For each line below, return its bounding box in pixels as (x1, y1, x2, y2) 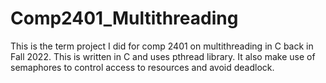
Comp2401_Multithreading (10, 7, 239, 30)
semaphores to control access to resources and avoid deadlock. (10, 61, 275, 73)
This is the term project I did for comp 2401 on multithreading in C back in (10, 40, 314, 52)
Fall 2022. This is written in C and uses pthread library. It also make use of (10, 50, 316, 62)
